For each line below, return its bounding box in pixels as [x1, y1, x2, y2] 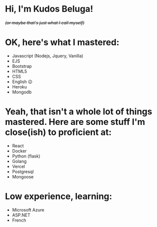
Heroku [12, 84, 27, 89]
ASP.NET [12, 212, 31, 218]
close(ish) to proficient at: [5, 126, 112, 138]
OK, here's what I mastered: [5, 36, 120, 48]
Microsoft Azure [12, 207, 45, 212]
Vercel [12, 163, 25, 169]
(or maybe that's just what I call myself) [5, 19, 85, 25]
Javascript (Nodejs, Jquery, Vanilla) [12, 52, 83, 59]
